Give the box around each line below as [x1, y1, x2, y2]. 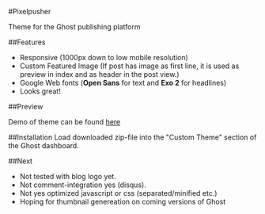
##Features [8, 37, 46, 47]
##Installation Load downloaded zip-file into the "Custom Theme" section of [8, 132, 257, 142]
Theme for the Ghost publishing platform [8, 22, 141, 31]
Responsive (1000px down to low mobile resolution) [19, 53, 188, 62]
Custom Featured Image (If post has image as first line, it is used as [19, 61, 240, 71]
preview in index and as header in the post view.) [19, 70, 180, 78]
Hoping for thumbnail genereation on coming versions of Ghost [19, 197, 226, 206]
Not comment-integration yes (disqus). [19, 180, 146, 189]
